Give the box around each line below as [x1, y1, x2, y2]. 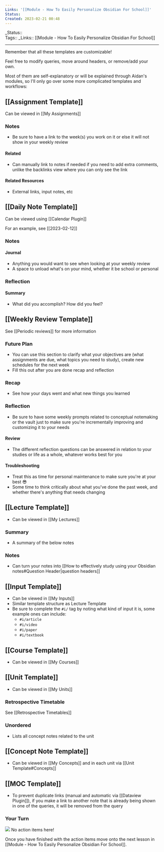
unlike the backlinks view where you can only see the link [12, 166, 128, 172]
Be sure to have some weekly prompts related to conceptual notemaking [12, 414, 158, 420]
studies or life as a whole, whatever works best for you [12, 451, 123, 457]
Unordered [5, 722, 31, 729]
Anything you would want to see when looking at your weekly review [12, 260, 150, 266]
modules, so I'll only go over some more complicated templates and [5, 78, 142, 84]
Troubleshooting [5, 463, 40, 469]
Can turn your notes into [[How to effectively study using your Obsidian [12, 563, 156, 569]
